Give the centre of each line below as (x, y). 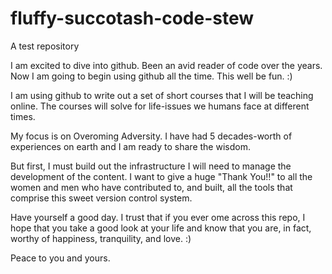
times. (23, 116)
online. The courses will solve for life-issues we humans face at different (160, 106)
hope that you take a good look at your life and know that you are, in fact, (161, 228)
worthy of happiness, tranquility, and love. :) (101, 238)
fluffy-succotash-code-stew (132, 18)
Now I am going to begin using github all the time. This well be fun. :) (151, 76)
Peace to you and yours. (60, 258)
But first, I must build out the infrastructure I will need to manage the (151, 166)
